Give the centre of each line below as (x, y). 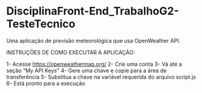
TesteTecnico (41, 24)
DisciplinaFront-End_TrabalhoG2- (93, 11)
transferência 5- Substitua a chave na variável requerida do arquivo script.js (101, 77)
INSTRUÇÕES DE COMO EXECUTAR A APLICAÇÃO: (71, 52)
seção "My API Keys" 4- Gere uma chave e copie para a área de (86, 70)
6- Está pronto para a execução (46, 83)
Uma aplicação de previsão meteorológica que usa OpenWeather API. (93, 40)
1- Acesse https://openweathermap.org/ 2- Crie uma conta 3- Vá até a (94, 64)
